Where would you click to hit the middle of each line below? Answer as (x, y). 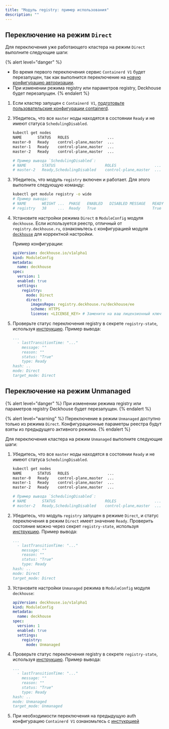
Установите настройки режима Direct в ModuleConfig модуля (78, 218)
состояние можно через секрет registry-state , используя (76, 526)
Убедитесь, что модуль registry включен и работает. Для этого (81, 180)
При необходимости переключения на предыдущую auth (74, 716)
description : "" (22, 15)
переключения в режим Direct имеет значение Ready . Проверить (83, 521)
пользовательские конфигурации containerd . (61, 108)
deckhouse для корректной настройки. (53, 234)
